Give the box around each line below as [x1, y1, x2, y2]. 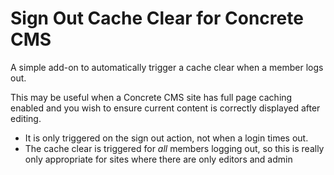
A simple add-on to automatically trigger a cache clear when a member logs [10, 61, 324, 73]
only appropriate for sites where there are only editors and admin [24, 153, 293, 165]
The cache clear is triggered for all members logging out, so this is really [24, 142, 325, 154]
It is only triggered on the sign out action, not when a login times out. [24, 132, 309, 144]
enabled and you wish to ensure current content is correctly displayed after [10, 102, 321, 114]
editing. [10, 112, 42, 124]
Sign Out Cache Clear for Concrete [10, 7, 304, 30]
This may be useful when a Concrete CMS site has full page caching [10, 91, 293, 103]
